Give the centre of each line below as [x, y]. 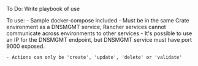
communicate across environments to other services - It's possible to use [99, 33]
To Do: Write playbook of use [43, 9]
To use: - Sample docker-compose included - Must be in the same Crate [98, 20]
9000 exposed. [25, 46]
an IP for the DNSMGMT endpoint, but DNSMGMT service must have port [99, 40]
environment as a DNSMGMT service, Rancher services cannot [86, 27]
